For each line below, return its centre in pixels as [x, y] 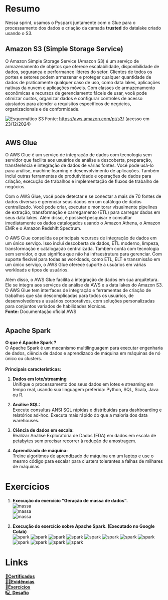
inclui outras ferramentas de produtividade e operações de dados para [78, 176]
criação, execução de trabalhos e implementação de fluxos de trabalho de [82, 181]
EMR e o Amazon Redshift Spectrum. [43, 228]
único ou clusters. [24, 358]
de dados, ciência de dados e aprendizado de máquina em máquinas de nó [83, 353]
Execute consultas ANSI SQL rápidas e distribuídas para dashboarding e [87, 410]
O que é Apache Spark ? [31, 342]
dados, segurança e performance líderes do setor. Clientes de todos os [79, 72]
